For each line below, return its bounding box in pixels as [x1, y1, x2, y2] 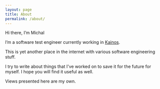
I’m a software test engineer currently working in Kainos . [5, 39, 120, 45]
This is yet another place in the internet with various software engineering [5, 49, 156, 55]
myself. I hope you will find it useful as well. [5, 69, 94, 75]
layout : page [5, 7, 32, 12]
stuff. [5, 54, 16, 60]
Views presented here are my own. [5, 78, 76, 84]
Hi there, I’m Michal [5, 30, 44, 36]
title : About [5, 12, 32, 17]
